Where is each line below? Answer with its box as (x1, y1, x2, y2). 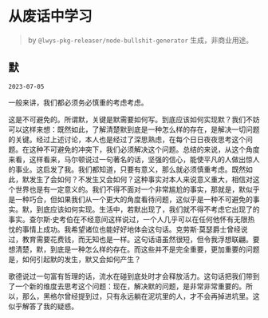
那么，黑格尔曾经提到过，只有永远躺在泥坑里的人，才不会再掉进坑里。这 (22, 291, 260, 300)
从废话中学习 (8, 7, 93, 26)
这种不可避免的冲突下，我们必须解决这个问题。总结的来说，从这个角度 (29, 145, 260, 154)
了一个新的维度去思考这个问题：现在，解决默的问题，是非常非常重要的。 (8, 281, 246, 291)
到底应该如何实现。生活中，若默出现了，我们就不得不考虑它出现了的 (35, 205, 260, 214)
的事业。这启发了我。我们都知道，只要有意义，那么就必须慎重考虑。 (8, 165, 232, 174)
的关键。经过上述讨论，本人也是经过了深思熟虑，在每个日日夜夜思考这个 (8, 134, 246, 144)
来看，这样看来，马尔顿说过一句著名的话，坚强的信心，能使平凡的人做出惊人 (8, 154, 260, 164)
